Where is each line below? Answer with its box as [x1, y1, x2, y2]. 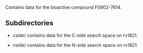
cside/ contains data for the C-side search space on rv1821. [12, 32, 138, 38]
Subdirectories [5, 19, 53, 27]
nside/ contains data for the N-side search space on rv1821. [12, 42, 138, 48]
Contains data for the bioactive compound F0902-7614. [5, 5, 122, 10]
